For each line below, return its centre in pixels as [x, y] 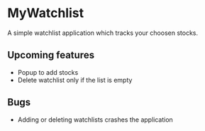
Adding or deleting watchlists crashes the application [95, 120]
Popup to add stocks [48, 72]
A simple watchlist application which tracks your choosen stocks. [103, 33]
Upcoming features [51, 55]
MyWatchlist [45, 13]
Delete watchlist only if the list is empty [75, 80]
